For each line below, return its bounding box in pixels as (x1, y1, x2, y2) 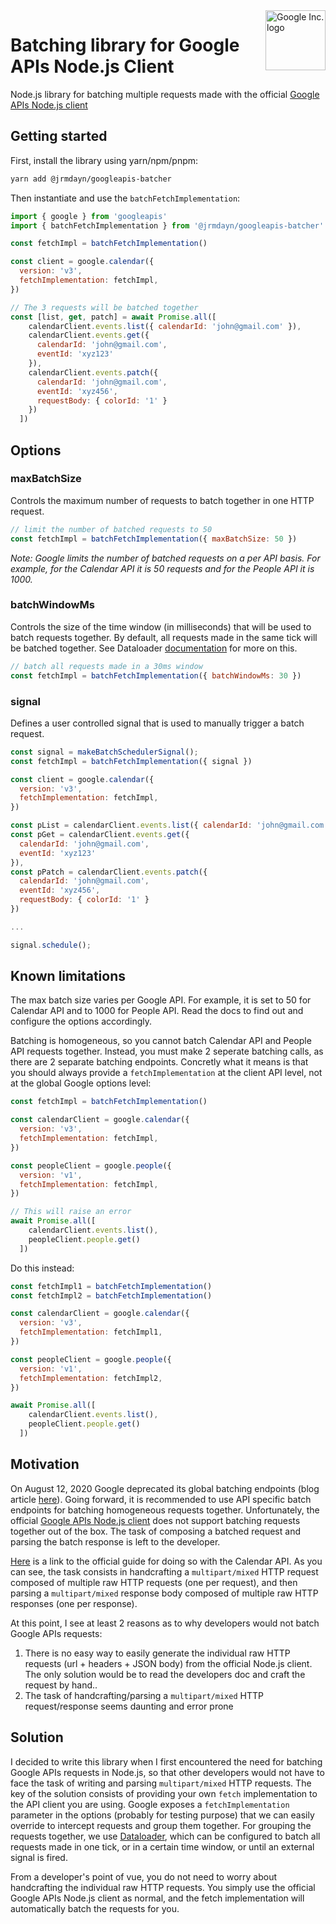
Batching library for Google (10, 34, 240, 57)
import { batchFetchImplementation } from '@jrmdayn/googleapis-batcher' (10, 220, 325, 231)
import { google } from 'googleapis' (10, 211, 168, 221)
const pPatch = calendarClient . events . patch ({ (10, 867, 208, 877)
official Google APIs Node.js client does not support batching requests (10, 1514, 301, 1526)
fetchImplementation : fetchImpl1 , (19, 1327, 163, 1338)
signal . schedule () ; (10, 940, 92, 950)
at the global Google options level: (10, 1077, 152, 1089)
